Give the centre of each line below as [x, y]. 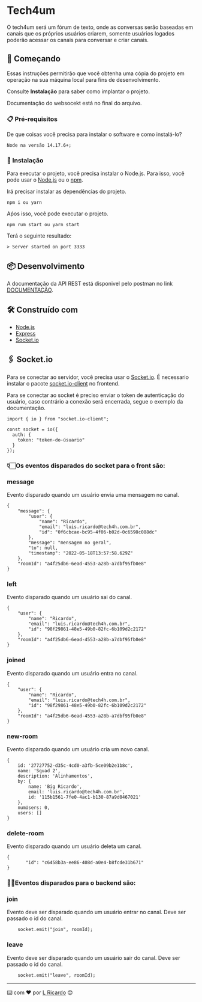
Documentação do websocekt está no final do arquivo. [75, 103]
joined [16, 660]
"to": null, [43, 548]
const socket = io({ [33, 429]
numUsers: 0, [34, 807]
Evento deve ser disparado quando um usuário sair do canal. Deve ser [94, 957]
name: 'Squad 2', [39, 770]
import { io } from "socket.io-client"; [58, 419]
